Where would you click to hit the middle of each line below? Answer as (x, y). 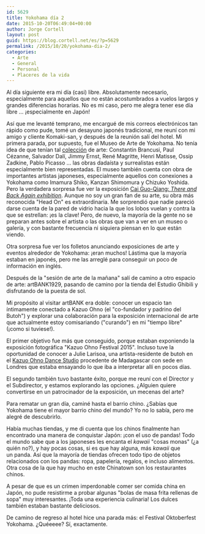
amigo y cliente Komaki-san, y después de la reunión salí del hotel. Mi (94, 137)
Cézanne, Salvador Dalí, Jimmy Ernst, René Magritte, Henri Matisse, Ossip (100, 157)
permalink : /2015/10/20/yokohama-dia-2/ (59, 47)
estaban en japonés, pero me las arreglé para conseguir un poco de (92, 260)
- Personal (26, 69)
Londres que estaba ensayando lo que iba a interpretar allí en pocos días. (99, 367)
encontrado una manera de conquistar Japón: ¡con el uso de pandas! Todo (101, 435)
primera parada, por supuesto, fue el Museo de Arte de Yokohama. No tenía (102, 143)
